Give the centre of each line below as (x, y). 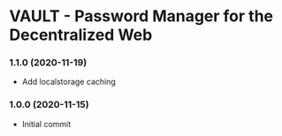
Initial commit (46, 124)
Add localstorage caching (69, 82)
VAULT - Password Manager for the (141, 16)
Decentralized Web (81, 35)
